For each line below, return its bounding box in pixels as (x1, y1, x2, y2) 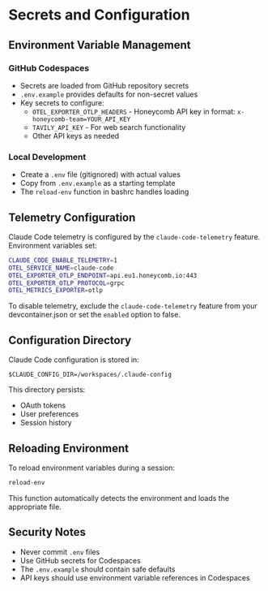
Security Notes (8, 525, 87, 539)
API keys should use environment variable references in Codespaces (19, 572, 250, 582)
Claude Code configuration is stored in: (8, 355, 139, 365)
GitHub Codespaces (8, 63, 90, 74)
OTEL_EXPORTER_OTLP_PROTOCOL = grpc (8, 278, 125, 287)
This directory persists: (8, 385, 86, 395)
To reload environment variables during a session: (8, 463, 176, 472)
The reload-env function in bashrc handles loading (19, 187, 189, 196)
